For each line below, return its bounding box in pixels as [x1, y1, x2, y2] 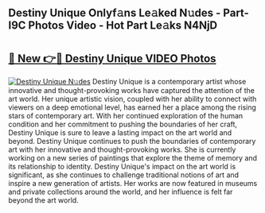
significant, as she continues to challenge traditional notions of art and [8, 170, 240, 180]
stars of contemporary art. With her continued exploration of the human [8, 111, 244, 120]
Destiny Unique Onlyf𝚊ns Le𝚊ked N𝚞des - [8, 6, 221, 20]
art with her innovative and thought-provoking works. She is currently [8, 145, 236, 154]
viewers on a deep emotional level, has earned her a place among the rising [8, 103, 257, 112]
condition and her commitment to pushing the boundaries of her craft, [8, 119, 237, 129]
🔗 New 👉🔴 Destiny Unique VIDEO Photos [8, 52, 216, 65]
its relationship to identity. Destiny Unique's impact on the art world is [8, 162, 236, 171]
